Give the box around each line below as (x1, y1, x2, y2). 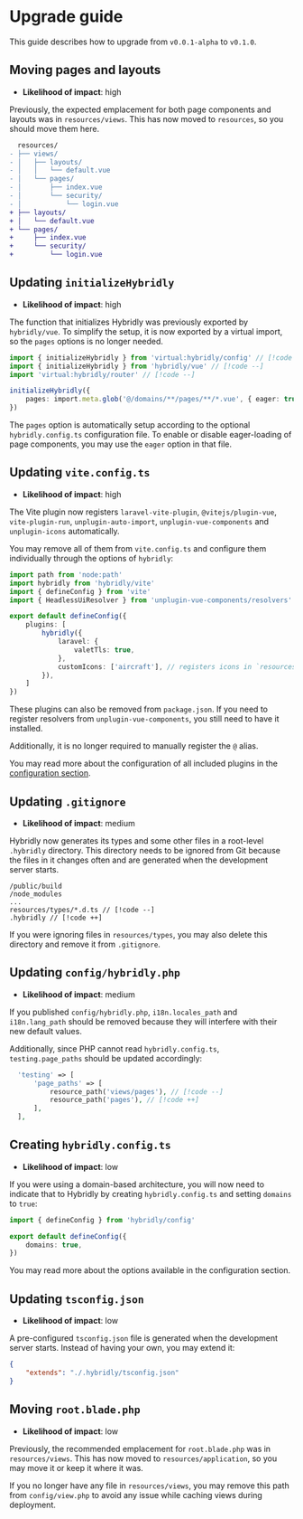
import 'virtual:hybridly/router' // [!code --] (9, 370, 196, 379)
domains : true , (25, 1241, 83, 1250)
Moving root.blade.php (9, 1401, 142, 1417)
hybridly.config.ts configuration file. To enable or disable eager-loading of (9, 429, 292, 440)
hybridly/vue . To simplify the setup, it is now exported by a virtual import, (9, 325, 283, 336)
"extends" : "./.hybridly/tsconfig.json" (25, 1368, 179, 1377)
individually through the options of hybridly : (9, 552, 174, 563)
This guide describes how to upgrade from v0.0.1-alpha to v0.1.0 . (9, 36, 257, 47)
